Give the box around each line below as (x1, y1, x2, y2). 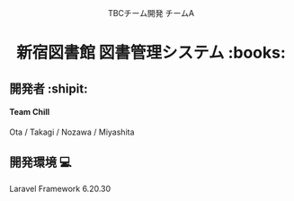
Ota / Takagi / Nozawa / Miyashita (9, 127, 135, 137)
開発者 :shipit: (9, 81, 88, 96)
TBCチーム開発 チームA (107, 8, 195, 18)
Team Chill (9, 107, 50, 118)
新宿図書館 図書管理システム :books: (16, 43, 286, 63)
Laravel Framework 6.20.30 (9, 183, 111, 194)
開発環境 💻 (9, 155, 72, 170)
